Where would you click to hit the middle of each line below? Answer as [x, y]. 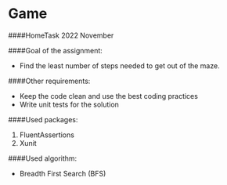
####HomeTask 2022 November [61, 35]
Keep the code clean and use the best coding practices [108, 96]
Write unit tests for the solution [69, 104]
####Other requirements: [49, 81]
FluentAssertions [47, 135]
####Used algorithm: [43, 158]
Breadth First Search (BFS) [63, 173]
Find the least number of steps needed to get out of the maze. [120, 65]
